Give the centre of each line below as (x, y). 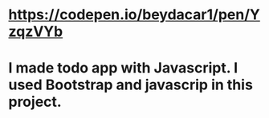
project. (35, 102)
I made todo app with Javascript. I (123, 68)
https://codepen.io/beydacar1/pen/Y (134, 15)
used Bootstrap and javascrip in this (130, 85)
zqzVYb (36, 31)
